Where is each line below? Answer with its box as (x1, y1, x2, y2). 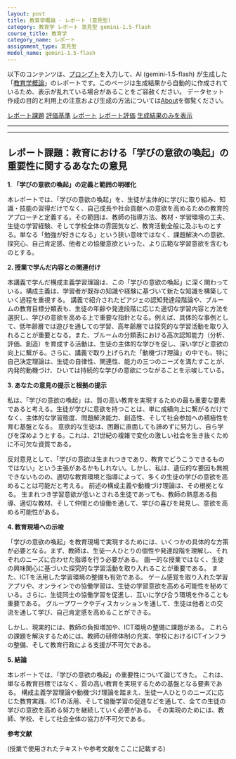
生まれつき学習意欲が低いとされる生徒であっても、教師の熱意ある (20, 490, 211, 498)
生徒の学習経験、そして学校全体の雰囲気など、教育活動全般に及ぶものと (7, 221, 216, 230)
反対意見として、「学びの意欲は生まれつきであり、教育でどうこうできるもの (7, 455, 225, 463)
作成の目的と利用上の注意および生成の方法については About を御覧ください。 (7, 96, 228, 104)
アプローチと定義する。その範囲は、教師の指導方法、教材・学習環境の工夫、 (7, 213, 229, 221)
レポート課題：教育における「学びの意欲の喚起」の (7, 147, 229, 159)
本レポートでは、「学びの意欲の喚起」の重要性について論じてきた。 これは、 (7, 670, 228, 679)
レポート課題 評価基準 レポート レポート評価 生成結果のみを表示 (7, 111, 193, 120)
